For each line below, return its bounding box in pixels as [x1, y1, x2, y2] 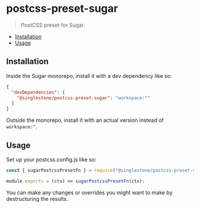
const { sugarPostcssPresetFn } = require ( [6, 167, 116, 174]
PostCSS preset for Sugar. [20, 21, 85, 29]
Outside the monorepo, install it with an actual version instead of [6, 116, 164, 124]
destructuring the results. [6, 195, 68, 202]
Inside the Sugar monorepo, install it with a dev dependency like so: [6, 72, 173, 79]
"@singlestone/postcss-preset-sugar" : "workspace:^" [17, 94, 151, 101]
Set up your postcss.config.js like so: [6, 156, 97, 163]
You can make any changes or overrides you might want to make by [6, 189, 173, 196]
